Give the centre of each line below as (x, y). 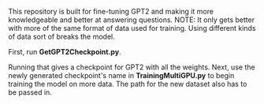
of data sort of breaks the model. (62, 36)
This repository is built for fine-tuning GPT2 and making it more (111, 11)
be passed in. (30, 92)
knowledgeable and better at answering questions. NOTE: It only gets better (131, 20)
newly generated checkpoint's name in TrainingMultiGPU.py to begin (121, 75)
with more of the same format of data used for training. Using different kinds (132, 28)
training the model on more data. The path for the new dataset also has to (128, 84)
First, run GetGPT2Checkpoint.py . (65, 52)
